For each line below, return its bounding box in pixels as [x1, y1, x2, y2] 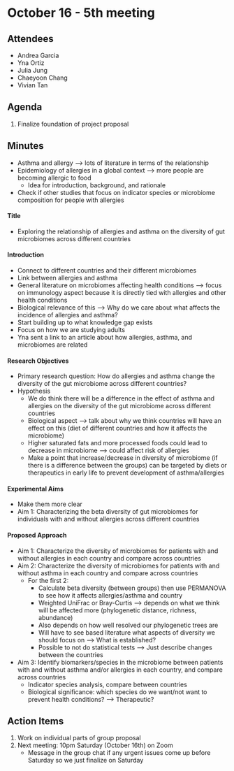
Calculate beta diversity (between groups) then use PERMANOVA [38, 584, 227, 592]
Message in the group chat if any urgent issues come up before [27, 749, 211, 757]
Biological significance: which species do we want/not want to [27, 687, 207, 696]
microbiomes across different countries [17, 234, 131, 243]
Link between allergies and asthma [17, 274, 118, 282]
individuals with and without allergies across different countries [17, 515, 200, 524]
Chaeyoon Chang [17, 73, 68, 82]
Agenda [7, 101, 43, 113]
